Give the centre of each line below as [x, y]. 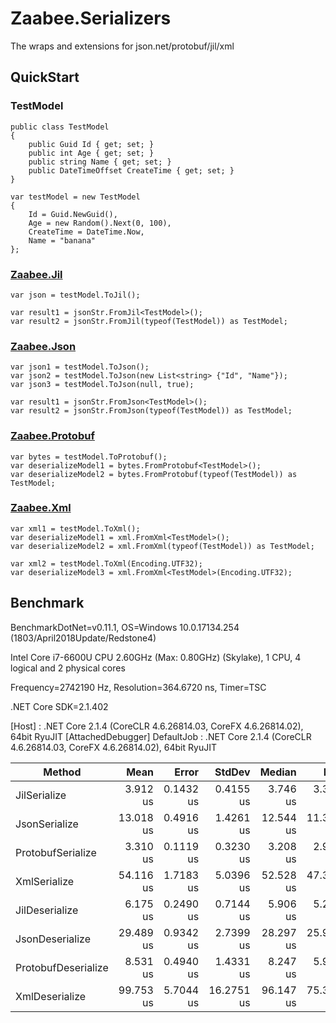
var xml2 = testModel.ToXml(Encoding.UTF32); [106, 563]
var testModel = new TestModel [75, 197]
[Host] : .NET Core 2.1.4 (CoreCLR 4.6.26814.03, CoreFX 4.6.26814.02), [157, 726]
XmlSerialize [45, 881]
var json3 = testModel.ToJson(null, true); [102, 385]
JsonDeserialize [53, 939]
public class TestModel [60, 127]
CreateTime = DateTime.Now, [86, 232]
